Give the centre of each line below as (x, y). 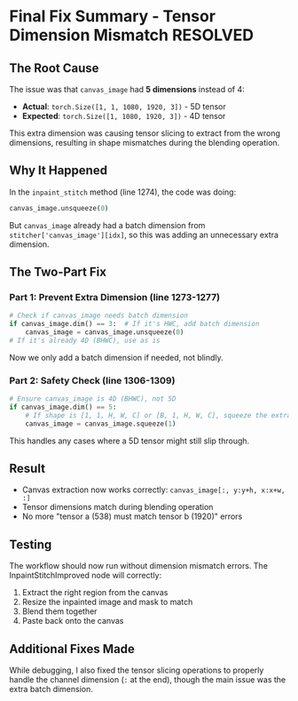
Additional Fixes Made (72, 649)
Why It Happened (59, 171)
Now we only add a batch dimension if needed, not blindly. (116, 357)
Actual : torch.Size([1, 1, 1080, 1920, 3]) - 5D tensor (124, 107)
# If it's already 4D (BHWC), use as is (85, 340)
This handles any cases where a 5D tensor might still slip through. (129, 441)
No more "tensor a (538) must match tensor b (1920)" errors (132, 516)
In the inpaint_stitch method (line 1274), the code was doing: (123, 192)
